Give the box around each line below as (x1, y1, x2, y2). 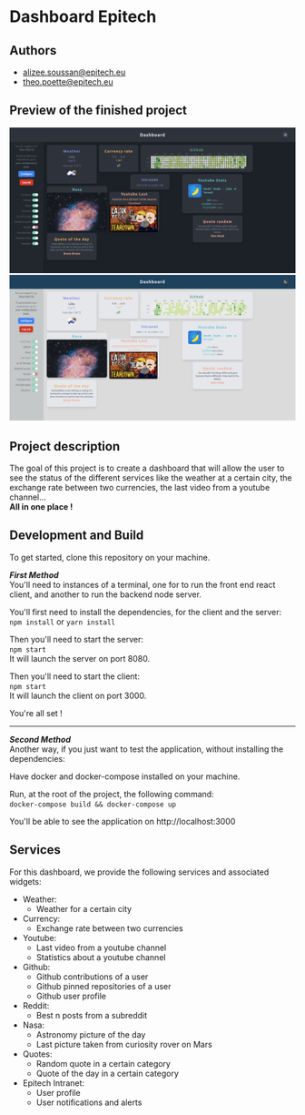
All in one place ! (9, 501, 74, 512)
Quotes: (22, 1049, 53, 1059)
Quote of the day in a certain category (35, 1068, 180, 1079)
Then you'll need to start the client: (9, 671, 141, 682)
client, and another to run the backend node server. (9, 589, 202, 600)
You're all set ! (9, 707, 64, 718)
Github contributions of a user (35, 971, 149, 982)
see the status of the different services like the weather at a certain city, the (9, 471, 292, 483)
